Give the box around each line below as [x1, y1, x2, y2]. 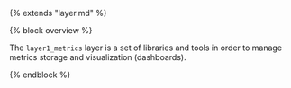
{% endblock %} [9, 69, 71, 80]
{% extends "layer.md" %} [9, 8, 107, 18]
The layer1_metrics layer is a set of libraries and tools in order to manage [9, 42, 282, 53]
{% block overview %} [9, 25, 93, 35]
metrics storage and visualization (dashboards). [9, 52, 186, 62]
